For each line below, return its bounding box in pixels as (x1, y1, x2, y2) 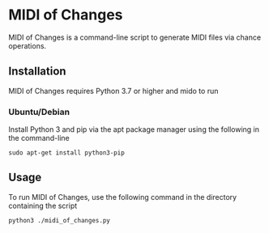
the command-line (8, 133, 70, 143)
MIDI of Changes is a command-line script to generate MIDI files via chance (8, 32, 262, 42)
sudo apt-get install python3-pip (8, 149, 126, 157)
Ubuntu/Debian (8, 106, 70, 117)
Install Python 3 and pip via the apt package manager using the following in (8, 125, 260, 134)
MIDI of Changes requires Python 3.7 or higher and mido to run (8, 86, 219, 95)
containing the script (8, 201, 78, 210)
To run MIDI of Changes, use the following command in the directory (8, 192, 237, 201)
